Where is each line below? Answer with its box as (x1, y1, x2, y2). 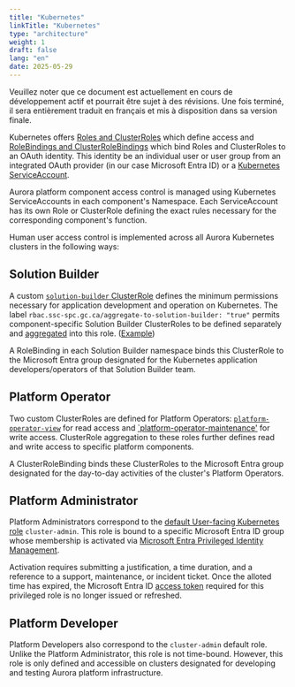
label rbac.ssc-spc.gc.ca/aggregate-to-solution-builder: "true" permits (9, 309, 280, 319)
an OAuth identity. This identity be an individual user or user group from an (9, 150, 281, 161)
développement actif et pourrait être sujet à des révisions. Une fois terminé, (9, 95, 284, 106)
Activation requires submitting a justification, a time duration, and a (9, 562, 253, 573)
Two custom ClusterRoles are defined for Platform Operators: (9, 413, 232, 424)
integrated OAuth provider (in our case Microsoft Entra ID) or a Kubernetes (9, 160, 281, 171)
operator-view (9, 424, 62, 433)
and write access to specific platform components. (9, 441, 194, 452)
